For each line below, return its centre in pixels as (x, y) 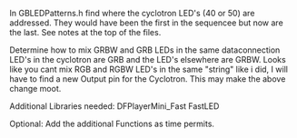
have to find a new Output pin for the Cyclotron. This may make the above (148, 79)
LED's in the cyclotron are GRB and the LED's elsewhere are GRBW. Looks (148, 59)
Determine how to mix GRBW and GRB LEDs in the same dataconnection (145, 50)
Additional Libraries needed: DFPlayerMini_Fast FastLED (114, 106)
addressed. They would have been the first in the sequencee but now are (146, 23)
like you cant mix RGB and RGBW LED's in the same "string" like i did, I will (149, 69)
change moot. (35, 89)
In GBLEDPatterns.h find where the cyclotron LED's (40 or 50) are (132, 13)
